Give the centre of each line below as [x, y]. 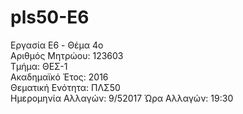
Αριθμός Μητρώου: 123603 [67, 55]
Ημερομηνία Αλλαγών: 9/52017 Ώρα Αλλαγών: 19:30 [122, 98]
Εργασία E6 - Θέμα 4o [57, 45]
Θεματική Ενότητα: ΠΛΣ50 [65, 87]
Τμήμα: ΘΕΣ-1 [39, 66]
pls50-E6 [50, 17]
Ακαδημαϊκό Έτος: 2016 [59, 77]
